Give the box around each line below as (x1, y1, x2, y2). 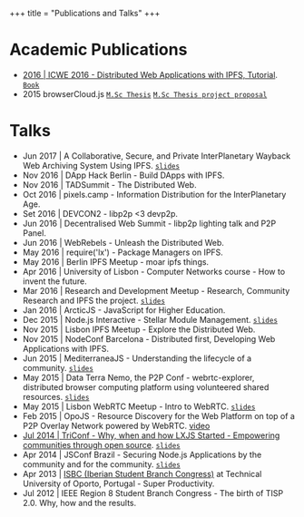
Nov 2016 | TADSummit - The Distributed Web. (22, 179, 197, 190)
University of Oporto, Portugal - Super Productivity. (22, 478, 215, 489)
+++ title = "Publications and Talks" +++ (9, 8, 161, 18)
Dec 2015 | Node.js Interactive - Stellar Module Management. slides (22, 314, 279, 325)
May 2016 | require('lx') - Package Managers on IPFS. (22, 247, 224, 258)
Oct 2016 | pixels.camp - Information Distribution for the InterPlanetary (22, 189, 287, 200)
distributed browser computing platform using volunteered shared (22, 381, 270, 393)
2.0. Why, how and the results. (22, 497, 137, 508)
